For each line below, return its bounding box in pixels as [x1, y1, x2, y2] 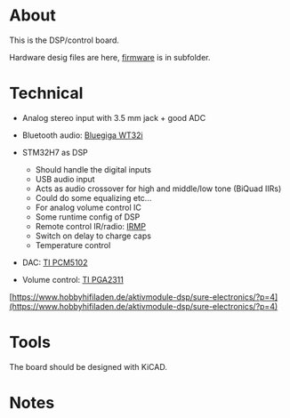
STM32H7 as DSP [21, 147, 89, 157]
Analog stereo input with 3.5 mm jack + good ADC [21, 112, 206, 123]
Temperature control [35, 239, 111, 250]
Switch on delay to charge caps [35, 230, 151, 241]
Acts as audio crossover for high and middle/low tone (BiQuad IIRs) [35, 183, 282, 194]
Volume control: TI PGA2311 [21, 274, 125, 285]
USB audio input [35, 173, 95, 184]
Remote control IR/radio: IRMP [35, 221, 147, 231]
